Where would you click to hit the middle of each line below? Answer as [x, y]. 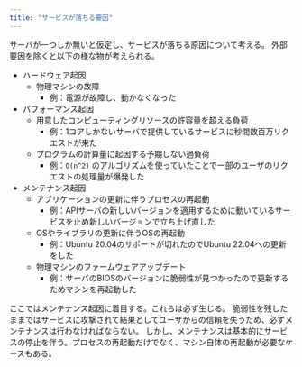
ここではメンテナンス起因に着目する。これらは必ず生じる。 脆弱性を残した [149, 308]
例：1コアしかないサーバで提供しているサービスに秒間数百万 [161, 131]
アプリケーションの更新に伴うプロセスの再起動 [123, 198]
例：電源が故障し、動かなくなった [113, 97]
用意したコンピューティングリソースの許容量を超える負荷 [142, 120]
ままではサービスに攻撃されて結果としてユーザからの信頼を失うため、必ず [147, 319]
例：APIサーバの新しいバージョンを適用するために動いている [162, 210]
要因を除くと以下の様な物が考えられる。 [84, 56]
